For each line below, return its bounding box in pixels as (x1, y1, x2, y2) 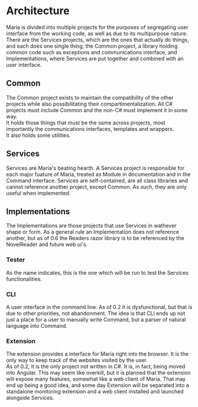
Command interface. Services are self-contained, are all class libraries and (6, 177, 188, 184)
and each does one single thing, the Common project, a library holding (6, 42, 178, 50)
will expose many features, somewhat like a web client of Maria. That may (6, 376, 186, 383)
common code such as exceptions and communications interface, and (6, 48, 177, 55)
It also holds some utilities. (6, 132, 71, 139)
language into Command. (6, 322, 68, 329)
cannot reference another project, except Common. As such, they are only (6, 183, 187, 190)
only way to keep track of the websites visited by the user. (6, 357, 148, 364)
